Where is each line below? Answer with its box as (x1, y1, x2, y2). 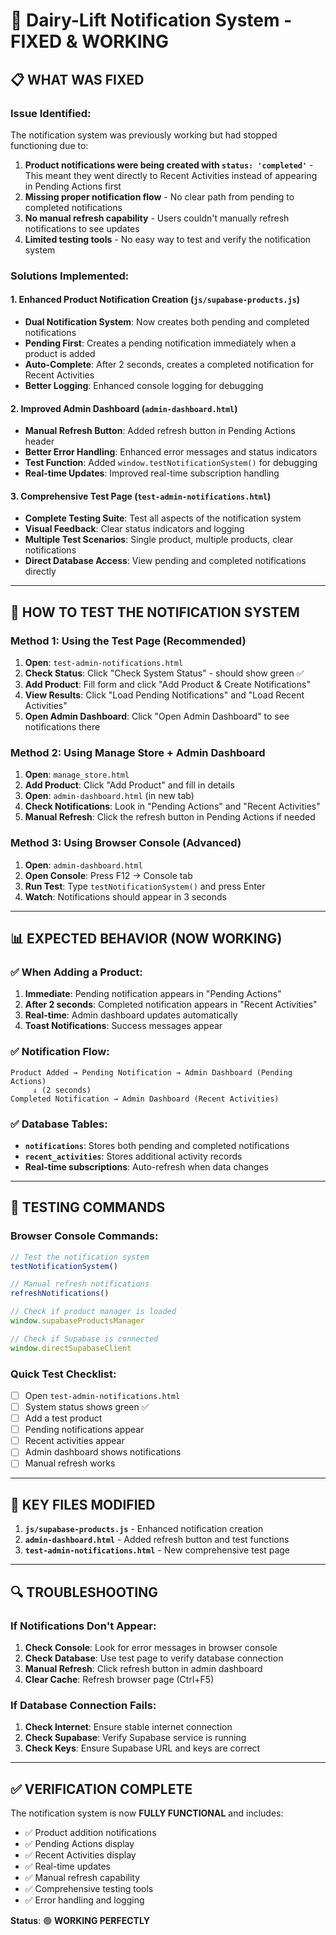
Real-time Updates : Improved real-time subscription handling (24, 467, 280, 479)
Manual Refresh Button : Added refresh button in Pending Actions (24, 425, 296, 437)
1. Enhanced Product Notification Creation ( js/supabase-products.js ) (10, 294, 301, 306)
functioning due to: (10, 139, 89, 151)
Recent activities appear (24, 1435, 125, 1447)
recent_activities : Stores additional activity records (24, 1150, 243, 1162)
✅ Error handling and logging (24, 1894, 145, 1906)
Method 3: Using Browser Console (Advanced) (10, 836, 242, 850)
